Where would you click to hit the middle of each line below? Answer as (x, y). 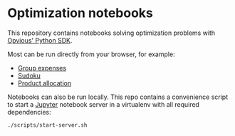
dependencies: (29, 112)
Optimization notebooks (80, 13)
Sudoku (29, 75)
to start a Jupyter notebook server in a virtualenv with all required (103, 104)
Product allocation (45, 83)
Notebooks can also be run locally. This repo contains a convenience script (118, 97)
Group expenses (42, 68)
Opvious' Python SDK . (40, 40)
